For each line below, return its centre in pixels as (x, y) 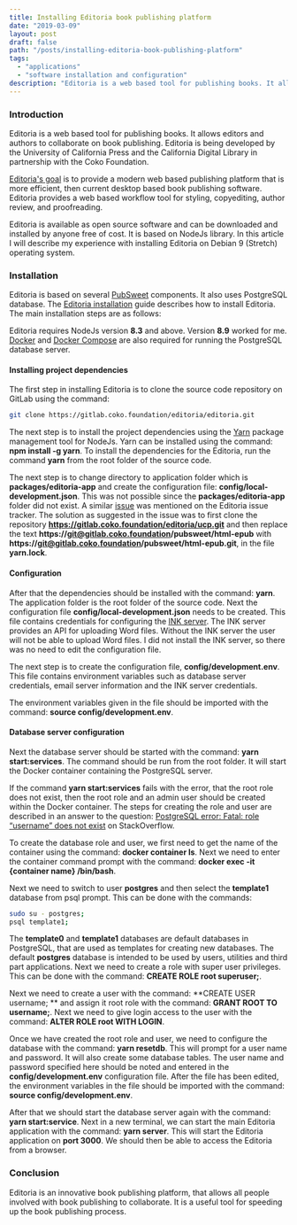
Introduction (36, 114)
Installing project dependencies (69, 369)
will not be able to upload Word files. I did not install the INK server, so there (147, 640)
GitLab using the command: (60, 399)
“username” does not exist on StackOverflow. (92, 826)
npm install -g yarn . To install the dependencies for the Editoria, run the (140, 451)
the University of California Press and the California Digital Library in (133, 152)
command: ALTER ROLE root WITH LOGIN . (87, 1022)
